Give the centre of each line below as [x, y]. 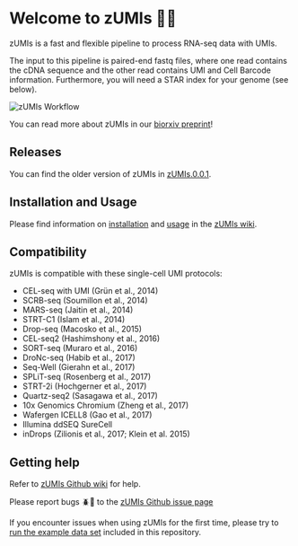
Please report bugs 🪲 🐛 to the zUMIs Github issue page [111, 502]
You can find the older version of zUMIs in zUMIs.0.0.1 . [110, 173]
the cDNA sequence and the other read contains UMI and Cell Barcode [140, 70]
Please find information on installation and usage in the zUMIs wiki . [133, 224]
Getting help [44, 462]
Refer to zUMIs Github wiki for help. [75, 484]
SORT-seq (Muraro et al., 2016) [80, 348]
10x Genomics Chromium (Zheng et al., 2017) [105, 405]
